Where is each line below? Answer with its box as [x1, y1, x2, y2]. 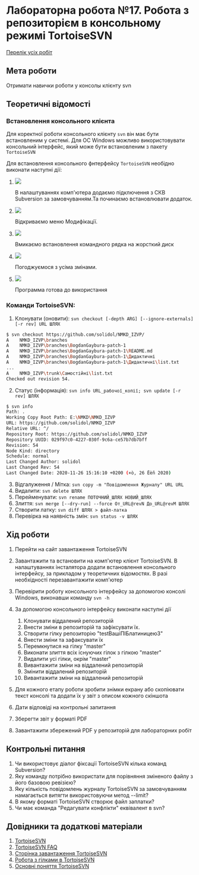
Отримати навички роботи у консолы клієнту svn [6, 82, 132, 89]
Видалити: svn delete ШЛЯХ [14, 487, 83, 494]
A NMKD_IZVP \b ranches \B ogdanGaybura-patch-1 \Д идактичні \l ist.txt [6, 359, 179, 366]
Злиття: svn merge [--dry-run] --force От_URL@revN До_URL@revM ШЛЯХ [14, 499, 189, 507]
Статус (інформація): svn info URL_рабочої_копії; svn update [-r [14, 387, 181, 394]
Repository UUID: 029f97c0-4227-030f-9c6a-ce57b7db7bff [6, 437, 147, 443]
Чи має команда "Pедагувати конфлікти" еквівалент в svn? [14, 804, 165, 811]
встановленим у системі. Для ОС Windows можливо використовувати [6, 137, 185, 144]
